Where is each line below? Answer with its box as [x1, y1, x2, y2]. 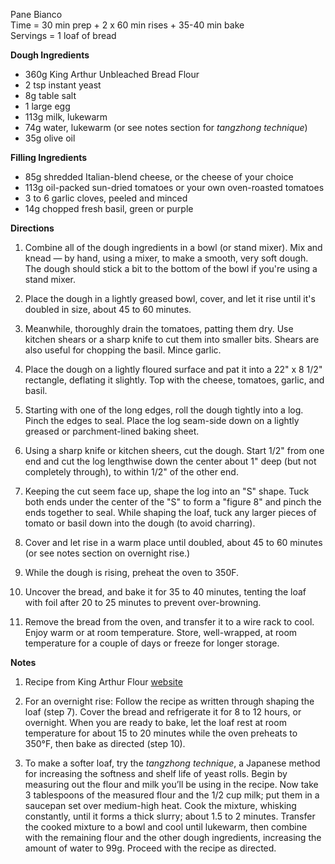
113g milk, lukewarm [24, 111, 108, 123]
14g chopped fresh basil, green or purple [24, 203, 194, 214]
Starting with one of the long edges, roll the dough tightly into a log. [24, 404, 304, 416]
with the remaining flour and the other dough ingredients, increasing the [24, 832, 322, 843]
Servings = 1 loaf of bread [10, 30, 117, 41]
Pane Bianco [10, 9, 63, 20]
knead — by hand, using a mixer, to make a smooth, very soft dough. [24, 252, 309, 264]
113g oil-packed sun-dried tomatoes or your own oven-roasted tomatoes [24, 182, 325, 193]
